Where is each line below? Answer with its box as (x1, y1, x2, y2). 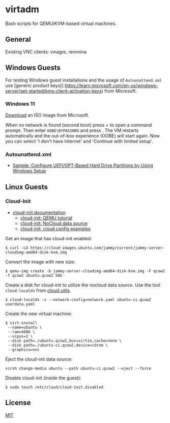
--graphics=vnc (7, 347, 40, 352)
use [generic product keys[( (5, 82, 64, 89)
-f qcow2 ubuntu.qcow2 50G (5, 273, 63, 278)
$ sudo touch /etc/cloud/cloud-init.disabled (5, 384, 103, 390)
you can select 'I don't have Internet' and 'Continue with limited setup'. (5, 138, 154, 144)
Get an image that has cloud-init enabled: (5, 235, 92, 241)
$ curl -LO (5, 245, 29, 250)
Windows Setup (12, 168, 46, 174)
